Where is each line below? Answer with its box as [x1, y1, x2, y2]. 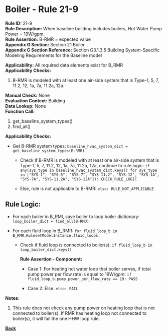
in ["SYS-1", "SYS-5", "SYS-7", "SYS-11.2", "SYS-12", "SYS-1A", [20, 172, 159, 177]
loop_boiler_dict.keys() [20, 247, 72, 252]
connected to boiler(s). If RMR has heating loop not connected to [12, 310, 147, 316]
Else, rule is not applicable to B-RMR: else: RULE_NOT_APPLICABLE [20, 185, 154, 191]
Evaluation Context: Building [5, 97, 65, 104]
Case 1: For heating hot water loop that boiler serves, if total [27, 265, 151, 272]
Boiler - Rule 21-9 [5, 4, 79, 15]
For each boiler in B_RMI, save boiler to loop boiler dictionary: [12, 213, 139, 220]
